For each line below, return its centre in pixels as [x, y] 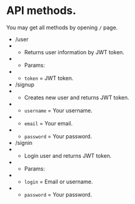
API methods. [41, 11]
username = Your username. [58, 110]
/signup [25, 84]
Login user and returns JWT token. [68, 155]
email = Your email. [48, 123]
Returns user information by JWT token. [74, 52]
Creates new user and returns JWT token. [77, 97]
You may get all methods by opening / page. [62, 27]
